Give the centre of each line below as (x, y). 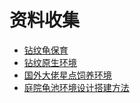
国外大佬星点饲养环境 (67, 75)
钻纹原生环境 (50, 62)
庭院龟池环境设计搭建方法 (76, 87)
